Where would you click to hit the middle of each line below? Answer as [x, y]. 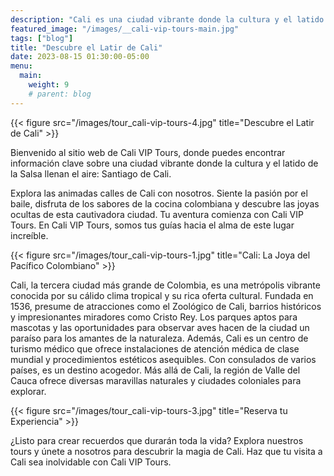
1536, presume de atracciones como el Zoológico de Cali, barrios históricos [166, 306]
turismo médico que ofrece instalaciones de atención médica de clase [155, 348]
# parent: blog [60, 94]
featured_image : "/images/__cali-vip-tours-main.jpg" [125, 29]
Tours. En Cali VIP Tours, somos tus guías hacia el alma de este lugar [152, 225]
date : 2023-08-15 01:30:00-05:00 [80, 57]
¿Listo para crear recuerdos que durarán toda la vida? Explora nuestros [157, 440]
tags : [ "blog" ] [42, 38]
